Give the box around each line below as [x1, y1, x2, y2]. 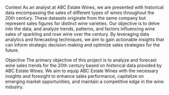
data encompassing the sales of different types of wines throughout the [5, 10, 155, 16]
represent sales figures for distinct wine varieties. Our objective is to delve [5, 20, 160, 26]
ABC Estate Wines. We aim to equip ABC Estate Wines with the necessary [5, 68, 159, 74]
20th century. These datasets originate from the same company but [5, 15, 146, 21]
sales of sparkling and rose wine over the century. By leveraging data [5, 31, 150, 37]
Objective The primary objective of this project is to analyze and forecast [5, 57, 157, 63]
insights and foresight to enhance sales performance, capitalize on [5, 73, 144, 79]
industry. [5, 84, 24, 90]
